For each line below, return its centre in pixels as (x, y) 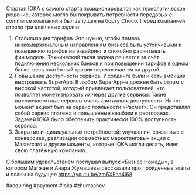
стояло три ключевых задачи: (43, 27)
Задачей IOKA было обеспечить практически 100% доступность (95, 119)
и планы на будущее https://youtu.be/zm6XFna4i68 (69, 174)
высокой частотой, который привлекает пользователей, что (90, 88)
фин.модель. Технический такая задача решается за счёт (87, 57)
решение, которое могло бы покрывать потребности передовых (87, 15)
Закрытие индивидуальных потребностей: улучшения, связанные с (99, 132)
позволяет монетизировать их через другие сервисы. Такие (90, 94)
